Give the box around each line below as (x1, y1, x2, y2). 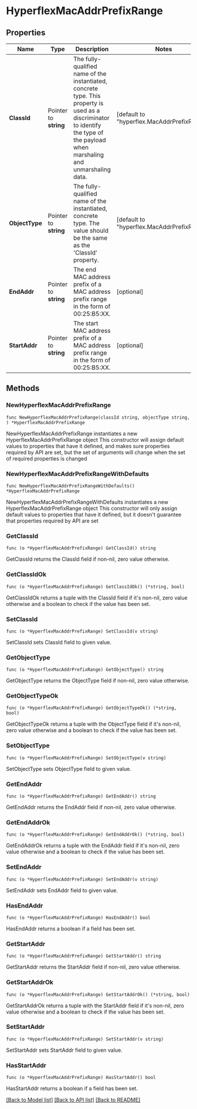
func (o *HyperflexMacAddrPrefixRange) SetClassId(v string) (6, 628, 159, 634)
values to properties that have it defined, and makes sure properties (6, 442, 170, 449)
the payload (73, 136, 106, 144)
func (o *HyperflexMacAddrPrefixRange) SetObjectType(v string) (6, 755, 167, 761)
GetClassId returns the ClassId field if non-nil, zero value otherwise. (6, 555, 170, 563)
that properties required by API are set (6, 517, 98, 524)
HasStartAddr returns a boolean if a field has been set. (6, 1085, 138, 1092)
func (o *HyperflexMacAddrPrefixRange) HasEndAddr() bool (6, 915, 151, 921)
